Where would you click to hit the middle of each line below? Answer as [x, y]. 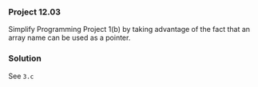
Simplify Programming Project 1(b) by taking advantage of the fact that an [129, 30]
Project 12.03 [35, 12]
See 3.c [21, 76]
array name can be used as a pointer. [69, 38]
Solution [25, 58]
